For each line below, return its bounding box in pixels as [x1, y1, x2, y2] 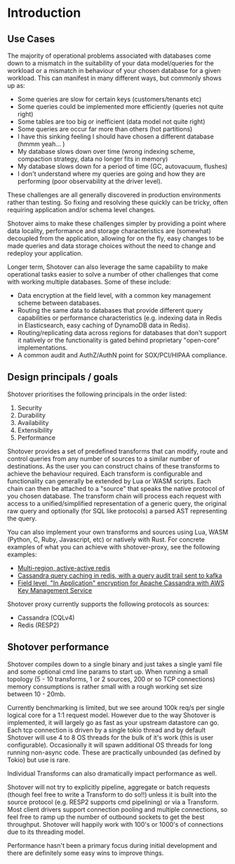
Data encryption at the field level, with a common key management [17, 292, 211, 299]
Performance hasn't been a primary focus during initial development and [7, 841, 217, 849]
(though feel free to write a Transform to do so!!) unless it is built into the [7, 790, 217, 799]
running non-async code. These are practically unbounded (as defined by [7, 748, 221, 757]
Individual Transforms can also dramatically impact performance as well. [7, 769, 217, 778]
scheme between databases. [17, 299, 102, 307]
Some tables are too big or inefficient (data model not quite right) [17, 117, 206, 126]
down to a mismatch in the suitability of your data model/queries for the [7, 59, 214, 67]
